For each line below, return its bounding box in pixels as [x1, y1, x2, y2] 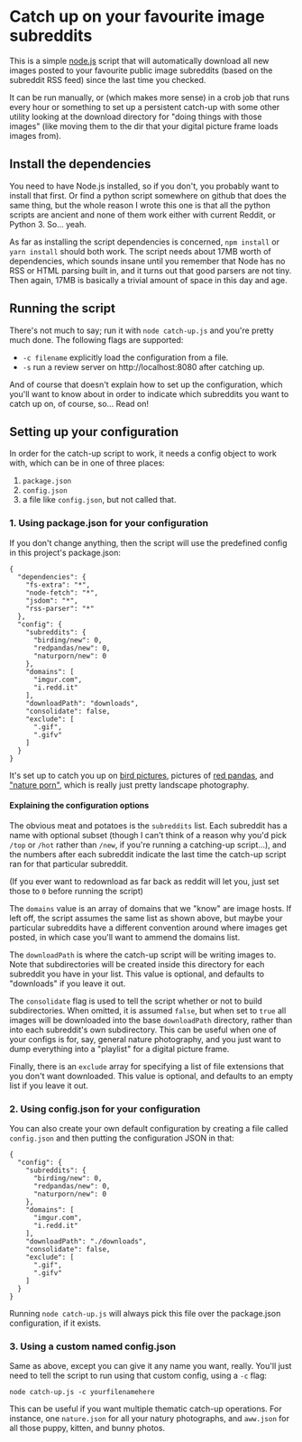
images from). [9, 130, 61, 141]
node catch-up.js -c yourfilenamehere [9, 1388, 155, 1397]
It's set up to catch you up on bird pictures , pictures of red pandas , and [9, 770, 274, 781]
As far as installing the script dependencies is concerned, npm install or [9, 236, 279, 247]
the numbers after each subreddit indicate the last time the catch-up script [9, 848, 287, 859]
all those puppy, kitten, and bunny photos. [9, 1423, 165, 1434]
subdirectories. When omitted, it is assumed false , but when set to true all [9, 1004, 287, 1016]
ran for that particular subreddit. [9, 858, 129, 869]
